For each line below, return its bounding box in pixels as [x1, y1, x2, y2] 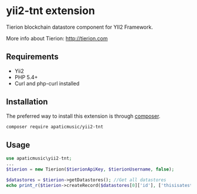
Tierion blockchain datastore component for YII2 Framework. [6, 23, 154, 30]
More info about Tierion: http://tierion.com [6, 35, 108, 42]
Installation [6, 97, 48, 107]
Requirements [6, 52, 59, 62]
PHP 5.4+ [14, 73, 38, 80]
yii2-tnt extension [6, 4, 96, 18]
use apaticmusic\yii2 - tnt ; [6, 155, 72, 162]
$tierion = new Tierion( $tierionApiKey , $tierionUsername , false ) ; [6, 166, 175, 172]
